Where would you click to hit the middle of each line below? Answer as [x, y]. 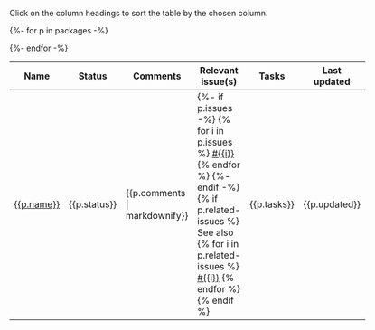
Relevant [219, 70]
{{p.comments [155, 193]
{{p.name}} [37, 204]
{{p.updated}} [332, 204]
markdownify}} [157, 216]
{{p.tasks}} [272, 204]
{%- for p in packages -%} [59, 30]
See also [216, 232]
